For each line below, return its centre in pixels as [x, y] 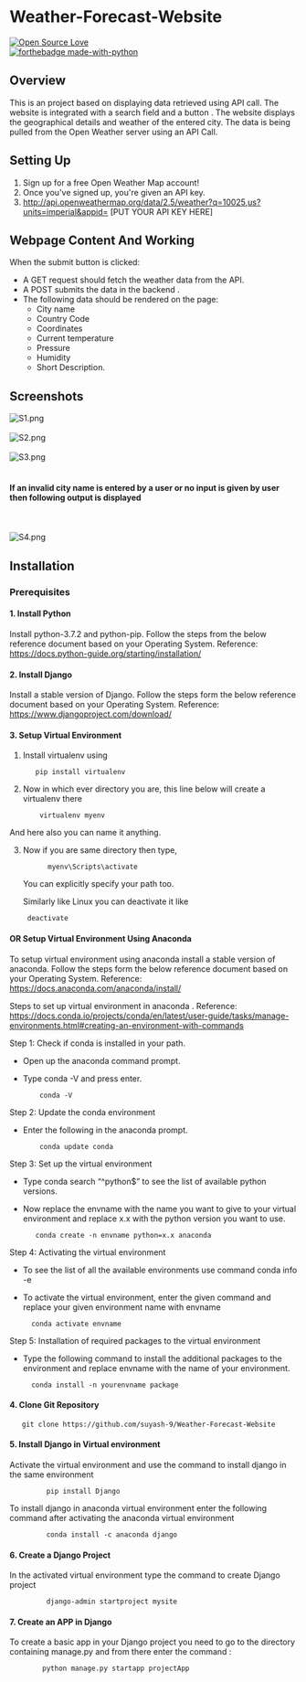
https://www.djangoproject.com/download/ [90, 714]
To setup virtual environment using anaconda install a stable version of [142, 959]
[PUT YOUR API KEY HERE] [161, 211]
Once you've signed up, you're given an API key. [114, 192]
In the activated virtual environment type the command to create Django [145, 1575]
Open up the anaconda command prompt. [101, 1060]
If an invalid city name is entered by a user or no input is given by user [145, 487]
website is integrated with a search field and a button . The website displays [152, 112]
